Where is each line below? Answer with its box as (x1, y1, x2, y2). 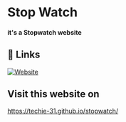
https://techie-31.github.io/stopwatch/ (7, 107, 119, 116)
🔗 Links (7, 49, 41, 61)
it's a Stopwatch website (7, 28, 82, 36)
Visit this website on (7, 88, 100, 100)
